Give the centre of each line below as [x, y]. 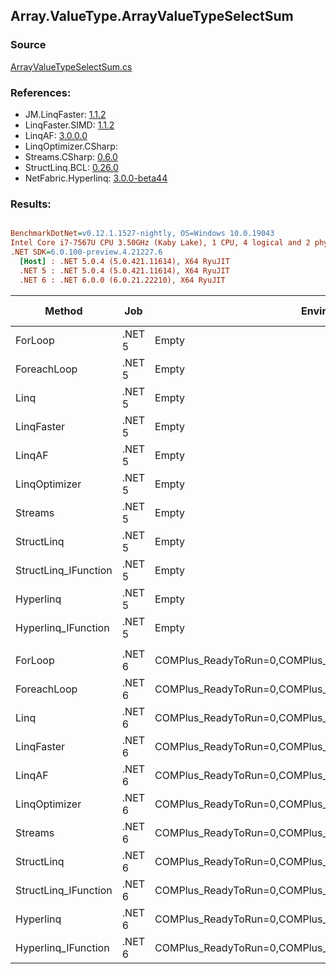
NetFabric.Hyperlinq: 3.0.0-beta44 [96, 178]
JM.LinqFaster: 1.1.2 [65, 114]
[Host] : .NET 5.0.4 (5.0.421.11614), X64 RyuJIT [124, 261]
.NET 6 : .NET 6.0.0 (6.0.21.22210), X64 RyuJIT [122, 280]
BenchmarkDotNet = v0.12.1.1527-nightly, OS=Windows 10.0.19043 [142, 234]
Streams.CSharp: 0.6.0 [71, 156]
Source [28, 45]
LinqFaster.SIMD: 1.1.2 [69, 125]
